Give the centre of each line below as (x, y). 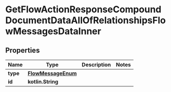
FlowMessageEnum (52, 73)
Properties (23, 50)
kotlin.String (43, 82)
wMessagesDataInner (53, 31)
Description (97, 65)
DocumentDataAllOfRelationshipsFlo (85, 20)
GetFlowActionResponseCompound (83, 10)
